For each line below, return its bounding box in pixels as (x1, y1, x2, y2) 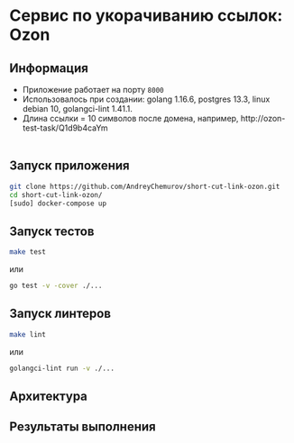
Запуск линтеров (9, 306, 111, 321)
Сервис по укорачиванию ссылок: (9, 5, 283, 26)
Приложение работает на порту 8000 (22, 85, 164, 95)
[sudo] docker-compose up (9, 199, 106, 208)
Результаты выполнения (9, 420, 156, 435)
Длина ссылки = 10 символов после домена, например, (22, 113, 239, 123)
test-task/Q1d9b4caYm (22, 122, 108, 133)
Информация (9, 60, 88, 76)
